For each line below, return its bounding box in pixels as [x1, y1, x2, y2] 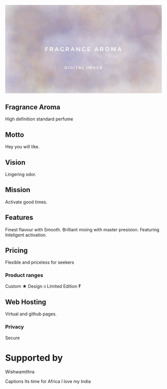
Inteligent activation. [5, 232, 47, 238]
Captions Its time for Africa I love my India [5, 378, 91, 384]
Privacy [5, 323, 24, 330]
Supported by [5, 352, 63, 363]
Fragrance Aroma [5, 102, 61, 111]
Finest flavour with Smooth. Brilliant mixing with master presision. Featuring [5, 226, 160, 232]
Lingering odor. [5, 171, 36, 177]
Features [5, 213, 33, 222]
